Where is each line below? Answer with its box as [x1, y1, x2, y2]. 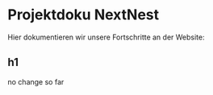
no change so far [7, 76, 65, 86]
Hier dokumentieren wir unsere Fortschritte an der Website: [7, 32, 205, 42]
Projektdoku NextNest [7, 6, 160, 24]
